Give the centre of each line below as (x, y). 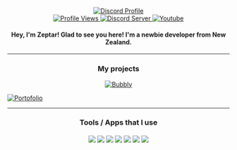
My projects (119, 69)
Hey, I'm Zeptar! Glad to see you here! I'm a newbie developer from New (119, 35)
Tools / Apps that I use (119, 123)
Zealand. (119, 42)
